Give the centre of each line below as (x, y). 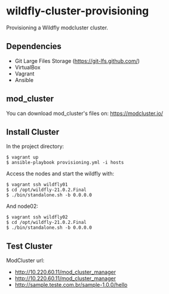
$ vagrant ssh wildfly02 (37, 217)
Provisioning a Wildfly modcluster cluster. (57, 28)
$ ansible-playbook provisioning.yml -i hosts (65, 163)
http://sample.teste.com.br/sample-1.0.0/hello (71, 285)
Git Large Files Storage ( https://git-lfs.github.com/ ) (77, 60)
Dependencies (34, 46)
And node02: (22, 206)
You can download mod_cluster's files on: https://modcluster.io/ (84, 113)
